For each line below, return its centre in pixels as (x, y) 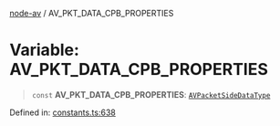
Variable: (45, 50)
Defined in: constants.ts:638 (62, 112)
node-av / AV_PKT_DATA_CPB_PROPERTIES (92, 13)
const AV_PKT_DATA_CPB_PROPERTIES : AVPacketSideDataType (151, 94)
